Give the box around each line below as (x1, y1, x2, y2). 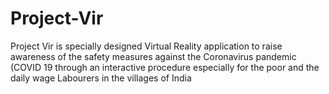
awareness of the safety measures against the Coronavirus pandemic (10, 50, 297, 62)
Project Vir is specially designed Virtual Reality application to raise (10, 40, 283, 52)
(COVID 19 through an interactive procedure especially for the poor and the (10, 61, 320, 73)
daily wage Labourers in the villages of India (10, 72, 192, 84)
